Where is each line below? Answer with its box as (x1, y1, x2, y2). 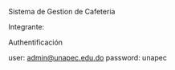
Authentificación (8, 37, 63, 47)
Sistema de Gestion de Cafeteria (8, 7, 116, 16)
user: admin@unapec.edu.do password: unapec (8, 53, 167, 62)
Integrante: (8, 22, 45, 31)
